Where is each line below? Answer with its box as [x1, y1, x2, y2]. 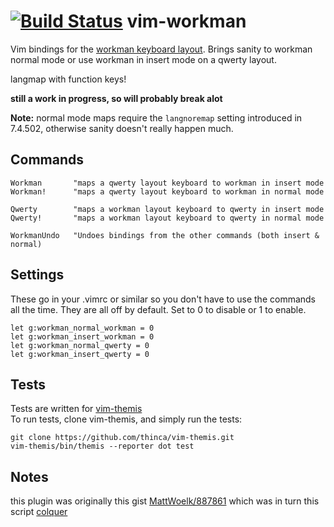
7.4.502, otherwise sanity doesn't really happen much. [10, 122, 234, 134]
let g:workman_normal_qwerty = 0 [10, 340, 150, 350]
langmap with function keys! [10, 73, 127, 85]
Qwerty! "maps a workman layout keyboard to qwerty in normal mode [10, 213, 325, 223]
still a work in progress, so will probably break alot [10, 92, 223, 104]
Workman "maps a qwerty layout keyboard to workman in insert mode [10, 178, 325, 188]
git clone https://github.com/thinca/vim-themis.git [10, 433, 235, 443]
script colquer [10, 506, 68, 518]
